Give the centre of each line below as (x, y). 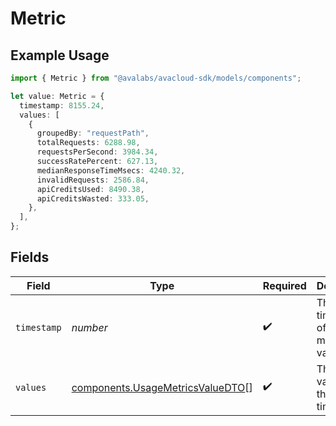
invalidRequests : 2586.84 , (93, 180)
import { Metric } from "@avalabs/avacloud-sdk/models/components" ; (156, 78)
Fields (30, 257)
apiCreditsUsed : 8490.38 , (90, 189)
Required (284, 285)
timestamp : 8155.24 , (62, 105)
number (89, 327)
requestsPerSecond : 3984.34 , (97, 152)
